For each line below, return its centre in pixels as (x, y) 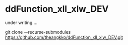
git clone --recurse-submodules (38, 32)
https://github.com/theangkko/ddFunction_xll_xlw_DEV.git (64, 37)
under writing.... (21, 22)
